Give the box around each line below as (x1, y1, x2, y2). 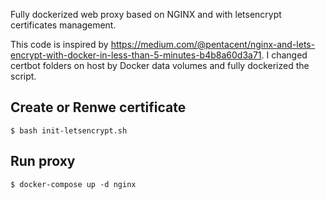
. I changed (261, 49, 308, 61)
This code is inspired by (10, 39, 109, 50)
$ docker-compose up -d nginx (10, 179, 137, 189)
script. (10, 70, 37, 82)
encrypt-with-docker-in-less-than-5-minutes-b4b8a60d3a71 (10, 49, 262, 61)
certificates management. (10, 19, 117, 31)
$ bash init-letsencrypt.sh (10, 125, 128, 136)
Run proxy (10, 153, 76, 170)
